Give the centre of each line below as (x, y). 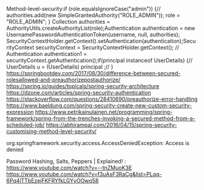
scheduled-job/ (25, 125)
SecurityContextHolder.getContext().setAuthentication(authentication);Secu (101, 41)
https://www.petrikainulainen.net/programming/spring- (104, 112)
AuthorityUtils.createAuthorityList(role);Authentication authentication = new (101, 28)
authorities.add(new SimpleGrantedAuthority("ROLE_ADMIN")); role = (93, 15)
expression (20, 112)
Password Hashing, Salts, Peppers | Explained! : (66, 161)
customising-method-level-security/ (52, 131)
